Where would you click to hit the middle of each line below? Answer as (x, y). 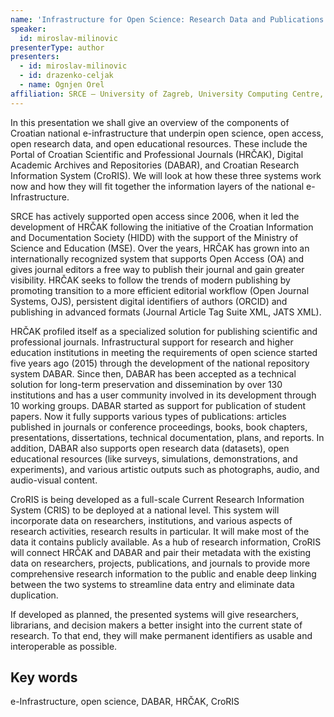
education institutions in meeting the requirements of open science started (164, 352)
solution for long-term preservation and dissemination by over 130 (146, 384)
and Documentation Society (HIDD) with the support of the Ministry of (154, 237)
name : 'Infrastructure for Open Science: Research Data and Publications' (169, 19)
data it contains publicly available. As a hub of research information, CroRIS (166, 542)
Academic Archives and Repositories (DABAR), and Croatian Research (155, 165)
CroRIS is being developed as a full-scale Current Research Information (157, 499)
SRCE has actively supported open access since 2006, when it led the (155, 216)
